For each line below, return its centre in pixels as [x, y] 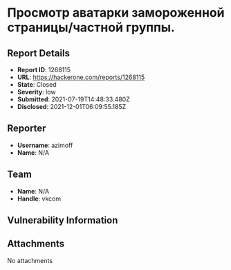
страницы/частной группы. [91, 27]
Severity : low [36, 92]
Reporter [27, 129]
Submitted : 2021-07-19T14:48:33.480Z [73, 99]
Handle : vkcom [39, 199]
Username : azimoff [45, 145]
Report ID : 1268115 [44, 70]
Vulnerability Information [63, 220]
